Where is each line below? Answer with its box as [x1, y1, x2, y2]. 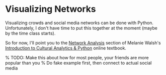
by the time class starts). [5, 30, 56, 36]
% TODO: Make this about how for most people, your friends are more [5, 54, 149, 60]
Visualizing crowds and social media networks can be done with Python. [5, 20, 154, 26]
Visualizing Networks [5, 3, 96, 15]
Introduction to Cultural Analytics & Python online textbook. [5, 45, 127, 51]
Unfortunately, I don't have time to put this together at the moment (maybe [5, 25, 158, 31]
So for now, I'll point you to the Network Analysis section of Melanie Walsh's [5, 39, 161, 45]
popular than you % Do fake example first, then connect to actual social [5, 60, 152, 66]
